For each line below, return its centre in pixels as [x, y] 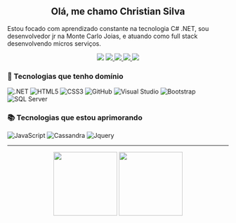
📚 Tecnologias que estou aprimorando [75, 117]
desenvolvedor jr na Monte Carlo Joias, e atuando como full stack [103, 36]
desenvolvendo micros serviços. [54, 43]
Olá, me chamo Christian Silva [118, 12]
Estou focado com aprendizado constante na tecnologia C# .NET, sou [108, 28]
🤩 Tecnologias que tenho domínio [65, 76]
